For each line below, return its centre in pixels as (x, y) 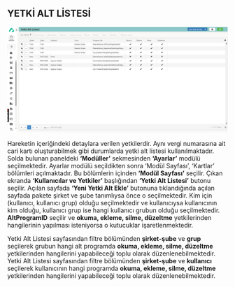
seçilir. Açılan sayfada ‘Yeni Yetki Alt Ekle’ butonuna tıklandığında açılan (111, 188)
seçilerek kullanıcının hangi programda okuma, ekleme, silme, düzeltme (112, 268)
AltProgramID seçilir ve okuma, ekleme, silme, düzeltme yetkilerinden (109, 218)
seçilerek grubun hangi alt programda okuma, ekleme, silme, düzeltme (110, 246)
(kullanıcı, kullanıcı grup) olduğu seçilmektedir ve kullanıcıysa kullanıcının (112, 203)
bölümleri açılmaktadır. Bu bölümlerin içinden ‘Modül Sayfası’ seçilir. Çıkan (115, 173)
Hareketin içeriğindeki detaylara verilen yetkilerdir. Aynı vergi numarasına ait (116, 144)
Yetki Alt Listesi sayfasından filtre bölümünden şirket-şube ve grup (104, 239)
